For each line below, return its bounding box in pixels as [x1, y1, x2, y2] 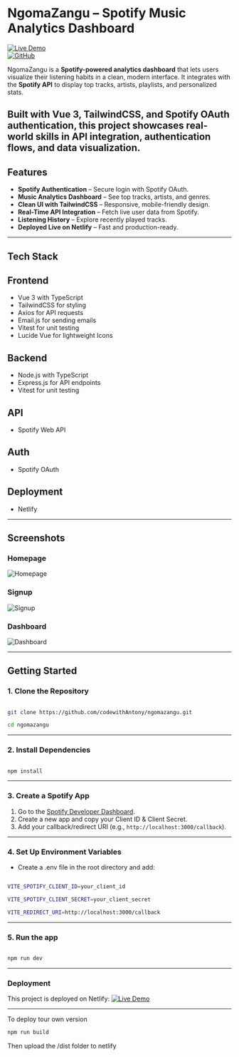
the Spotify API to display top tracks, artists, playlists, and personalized [7, 80, 217, 88]
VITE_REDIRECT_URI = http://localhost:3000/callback [7, 909, 161, 916]
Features [7, 166, 48, 178]
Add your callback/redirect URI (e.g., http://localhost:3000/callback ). [17, 822, 226, 831]
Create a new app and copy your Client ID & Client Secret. [17, 815, 188, 823]
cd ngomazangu [7, 721, 50, 728]
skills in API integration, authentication [35, 130, 211, 143]
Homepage [7, 553, 46, 563]
